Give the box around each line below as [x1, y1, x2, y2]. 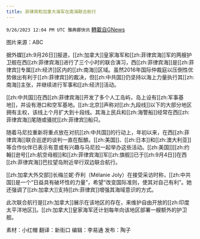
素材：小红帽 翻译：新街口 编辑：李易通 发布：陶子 [6, 226, 131, 233]
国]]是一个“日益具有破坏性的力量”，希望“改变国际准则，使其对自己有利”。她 [6, 178, 192, 185]
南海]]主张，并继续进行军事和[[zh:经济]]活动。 [6, 81, 119, 88]
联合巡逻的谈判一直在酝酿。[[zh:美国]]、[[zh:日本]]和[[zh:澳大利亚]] [26, 136, 192, 143]
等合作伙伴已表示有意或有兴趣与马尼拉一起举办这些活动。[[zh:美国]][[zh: [6, 144, 184, 151]
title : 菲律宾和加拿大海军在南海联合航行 [6, 8, 97, 15]
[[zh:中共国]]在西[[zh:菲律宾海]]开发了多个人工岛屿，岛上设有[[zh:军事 [6, 94, 179, 101]
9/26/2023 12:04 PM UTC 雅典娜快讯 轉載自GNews [6, 26, 125, 33]
